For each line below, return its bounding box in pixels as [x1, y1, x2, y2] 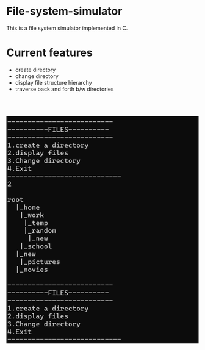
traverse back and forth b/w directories [15, 85, 114, 93]
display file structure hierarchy [15, 79, 93, 86]
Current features [6, 46, 93, 60]
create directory [15, 66, 56, 73]
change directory [15, 72, 59, 80]
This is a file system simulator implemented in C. [6, 24, 128, 32]
